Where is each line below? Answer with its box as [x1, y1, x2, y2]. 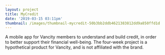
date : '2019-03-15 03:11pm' [5, 16, 63, 21]
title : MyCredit [5, 12, 39, 17]
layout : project [5, 7, 39, 12]
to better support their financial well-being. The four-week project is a [5, 39, 147, 45]
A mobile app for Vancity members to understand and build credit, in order [5, 34, 157, 40]
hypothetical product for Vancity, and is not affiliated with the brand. [5, 44, 144, 50]
